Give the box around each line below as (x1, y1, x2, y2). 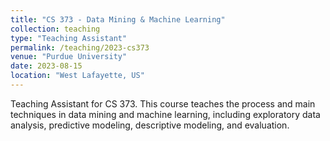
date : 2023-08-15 (10, 61, 83, 71)
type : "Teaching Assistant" (10, 33, 128, 43)
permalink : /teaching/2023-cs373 (10, 42, 150, 53)
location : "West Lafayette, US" (10, 71, 145, 81)
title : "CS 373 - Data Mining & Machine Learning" (10, 14, 226, 25)
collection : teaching (10, 24, 101, 34)
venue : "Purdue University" (10, 52, 128, 62)
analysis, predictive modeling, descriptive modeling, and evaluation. (10, 119, 290, 131)
